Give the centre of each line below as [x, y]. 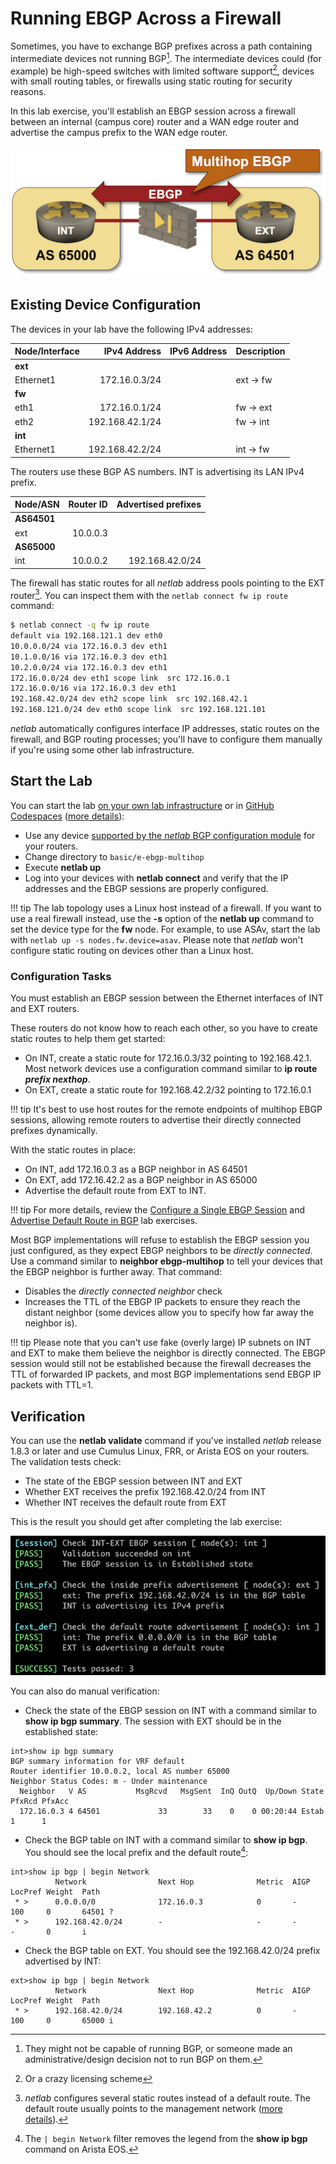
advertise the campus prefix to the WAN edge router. [119, 133]
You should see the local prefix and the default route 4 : [136, 1852]
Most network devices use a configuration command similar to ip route [171, 1069]
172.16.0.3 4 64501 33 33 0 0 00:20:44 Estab [172, 1812]
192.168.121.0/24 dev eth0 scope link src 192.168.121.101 [138, 710]
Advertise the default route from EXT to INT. [115, 1191]
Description [260, 351]
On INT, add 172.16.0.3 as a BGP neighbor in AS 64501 [136, 1169]
